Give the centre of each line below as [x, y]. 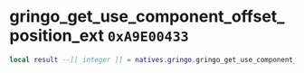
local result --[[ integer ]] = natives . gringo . [103, 59]
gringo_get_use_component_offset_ [147, 17]
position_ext [57, 36]
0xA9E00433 [148, 37]
